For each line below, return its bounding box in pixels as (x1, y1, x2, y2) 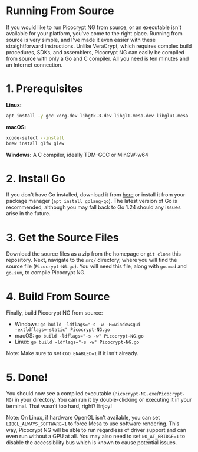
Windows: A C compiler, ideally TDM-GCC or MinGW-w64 (6, 151, 148, 158)
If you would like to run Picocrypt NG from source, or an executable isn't (6, 24, 181, 31)
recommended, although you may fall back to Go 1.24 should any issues (6, 204, 181, 211)
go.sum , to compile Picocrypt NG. (6, 269, 87, 276)
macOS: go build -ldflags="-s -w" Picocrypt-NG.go (14, 332, 144, 339)
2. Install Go (6, 172, 66, 185)
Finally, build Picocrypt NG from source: (6, 309, 103, 316)
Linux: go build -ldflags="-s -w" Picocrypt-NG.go (14, 338, 140, 346)
